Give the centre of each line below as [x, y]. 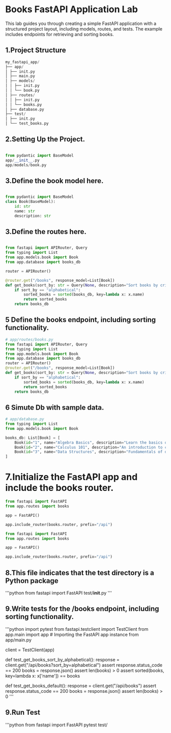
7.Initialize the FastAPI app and [72, 477]
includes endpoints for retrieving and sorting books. [60, 34]
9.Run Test [23, 712]
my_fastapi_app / [22, 62]
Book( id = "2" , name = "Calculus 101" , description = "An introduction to [89, 447]
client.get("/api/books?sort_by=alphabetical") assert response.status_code [84, 665]
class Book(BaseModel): [31, 202]
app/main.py [19, 640]
